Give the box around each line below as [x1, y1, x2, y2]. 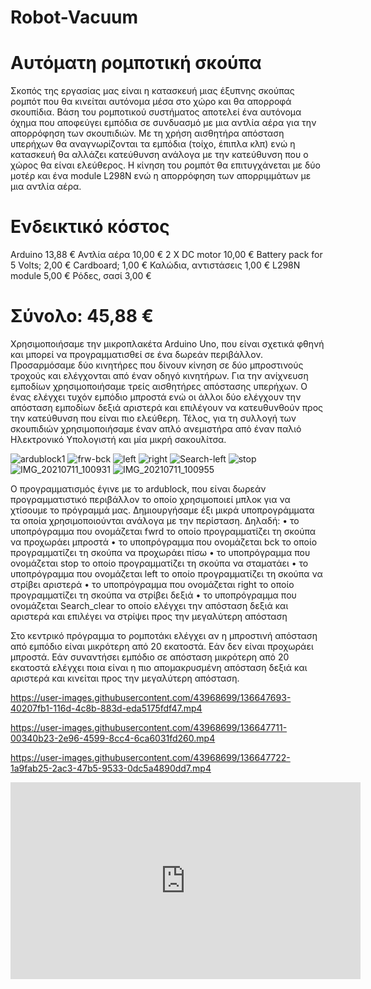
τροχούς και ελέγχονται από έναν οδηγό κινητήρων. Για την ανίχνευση [10, 370, 309, 381]
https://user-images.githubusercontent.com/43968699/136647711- [10, 722, 288, 733]
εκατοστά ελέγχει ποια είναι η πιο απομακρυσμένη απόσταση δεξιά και [10, 662, 308, 673]
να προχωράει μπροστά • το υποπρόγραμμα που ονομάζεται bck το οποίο [10, 536, 318, 548]
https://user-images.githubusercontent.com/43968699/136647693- [10, 692, 292, 703]
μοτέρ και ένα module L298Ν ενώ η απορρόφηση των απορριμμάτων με [10, 170, 312, 182]
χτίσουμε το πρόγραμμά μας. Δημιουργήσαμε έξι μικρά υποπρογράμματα [10, 504, 315, 516]
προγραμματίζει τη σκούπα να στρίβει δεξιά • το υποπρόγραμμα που [10, 589, 297, 601]
